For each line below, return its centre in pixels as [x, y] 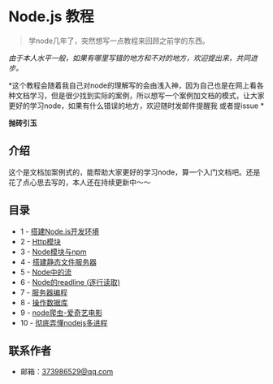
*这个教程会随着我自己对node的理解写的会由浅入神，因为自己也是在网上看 [133, 85]
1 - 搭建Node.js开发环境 [60, 231]
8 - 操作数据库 [44, 302]
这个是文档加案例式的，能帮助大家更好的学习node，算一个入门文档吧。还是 [134, 172]
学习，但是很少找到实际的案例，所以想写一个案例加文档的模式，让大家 [147, 95]
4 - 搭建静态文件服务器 [58, 261]
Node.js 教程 [52, 17]
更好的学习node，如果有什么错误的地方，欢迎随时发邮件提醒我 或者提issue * [136, 106]
